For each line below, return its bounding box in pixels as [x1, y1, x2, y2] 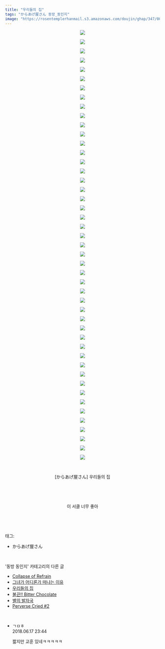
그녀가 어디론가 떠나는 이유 [12, 579, 64, 585]
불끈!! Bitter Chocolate [12, 591, 57, 597]
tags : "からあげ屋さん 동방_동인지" [5, 12, 70, 17]
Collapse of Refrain [12, 573, 52, 579]
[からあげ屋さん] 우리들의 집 [55, 474, 110, 480]
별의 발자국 [12, 598, 34, 604]
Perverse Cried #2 [12, 603, 50, 609]
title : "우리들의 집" [5, 7, 44, 12]
